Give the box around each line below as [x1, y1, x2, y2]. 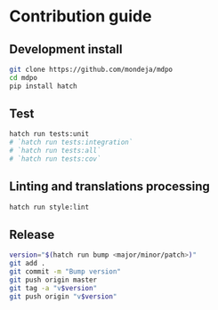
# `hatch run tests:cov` [9, 155, 101, 163]
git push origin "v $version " [9, 291, 117, 301]
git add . [9, 259, 46, 268]
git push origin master [9, 275, 98, 285]
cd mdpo [9, 73, 38, 82]
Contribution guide [9, 6, 152, 27]
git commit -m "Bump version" [9, 267, 122, 276]
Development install [9, 42, 123, 57]
